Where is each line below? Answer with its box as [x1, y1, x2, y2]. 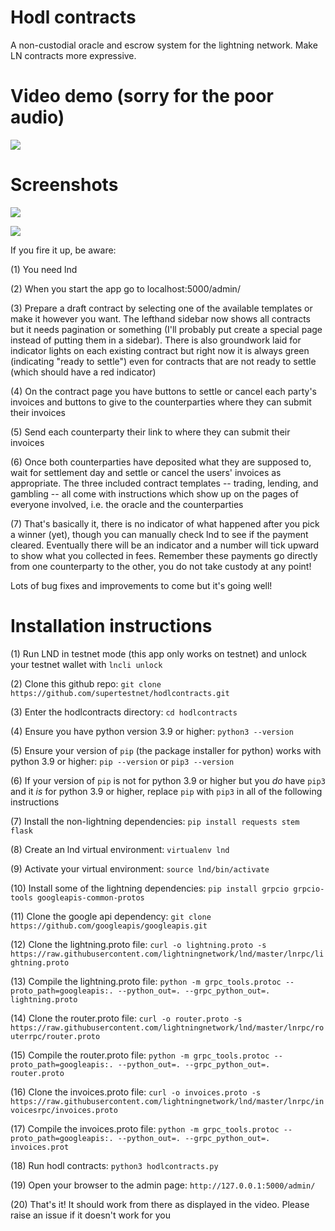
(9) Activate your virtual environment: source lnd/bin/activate [10, 862, 270, 875]
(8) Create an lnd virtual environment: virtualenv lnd [10, 843, 230, 855]
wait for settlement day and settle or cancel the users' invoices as [10, 466, 282, 478]
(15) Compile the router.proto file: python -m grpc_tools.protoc [10, 1049, 270, 1061]
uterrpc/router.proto [10, 1031, 101, 1041]
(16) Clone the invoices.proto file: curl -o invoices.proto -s [10, 1086, 262, 1098]
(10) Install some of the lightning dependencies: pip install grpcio [10, 882, 290, 894]
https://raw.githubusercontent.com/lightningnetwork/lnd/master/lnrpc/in [10, 1096, 325, 1106]
